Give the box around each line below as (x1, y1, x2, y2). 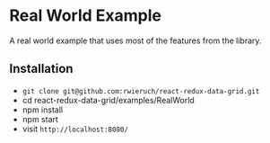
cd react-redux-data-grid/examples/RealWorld (22, 94, 195, 105)
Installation (9, 61, 74, 76)
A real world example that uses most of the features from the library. (9, 35, 262, 46)
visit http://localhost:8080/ (22, 123, 128, 134)
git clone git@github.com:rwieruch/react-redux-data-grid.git (22, 86, 260, 95)
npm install (22, 104, 64, 115)
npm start (22, 113, 58, 124)
